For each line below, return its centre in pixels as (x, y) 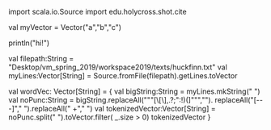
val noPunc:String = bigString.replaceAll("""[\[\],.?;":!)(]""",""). (111, 100)
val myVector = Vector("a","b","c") (65, 27)
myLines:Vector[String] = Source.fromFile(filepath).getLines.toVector (123, 75)
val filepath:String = (41, 59)
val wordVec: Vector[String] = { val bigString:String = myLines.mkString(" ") (134, 91)
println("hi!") (29, 43)
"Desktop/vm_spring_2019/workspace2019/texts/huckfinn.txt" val (118, 67)
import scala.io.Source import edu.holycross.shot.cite (98, 12)
